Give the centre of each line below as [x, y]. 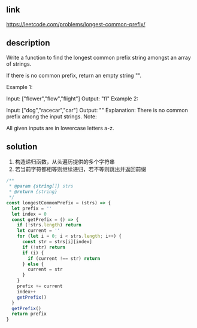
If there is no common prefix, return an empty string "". [74, 75]
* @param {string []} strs [41, 186]
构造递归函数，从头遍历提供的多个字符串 [65, 162]
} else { [33, 264]
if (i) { [33, 253]
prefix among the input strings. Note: [51, 117]
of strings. [19, 64]
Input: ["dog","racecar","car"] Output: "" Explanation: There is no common [97, 110]
